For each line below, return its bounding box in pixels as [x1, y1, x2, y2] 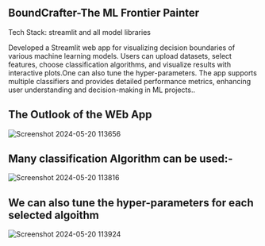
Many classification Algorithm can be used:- [8, 152, 233, 166]
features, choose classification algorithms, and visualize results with [8, 60, 232, 69]
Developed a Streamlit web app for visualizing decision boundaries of [8, 43, 236, 52]
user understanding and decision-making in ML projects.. [8, 85, 196, 94]
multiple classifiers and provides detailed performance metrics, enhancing [8, 76, 252, 86]
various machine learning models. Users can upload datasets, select [8, 51, 232, 60]
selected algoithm [8, 208, 99, 221]
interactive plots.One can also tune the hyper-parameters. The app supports [8, 67, 258, 78]
